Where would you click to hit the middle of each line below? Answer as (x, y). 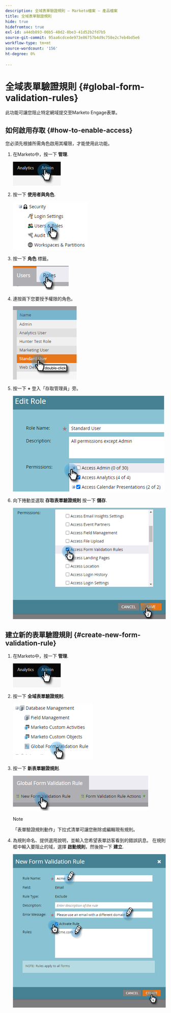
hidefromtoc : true (25, 27)
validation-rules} (42, 98)
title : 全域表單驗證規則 (28, 16)
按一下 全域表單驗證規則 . (38, 696)
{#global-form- (112, 87)
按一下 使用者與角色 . (34, 194)
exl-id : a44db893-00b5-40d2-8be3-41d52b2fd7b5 (55, 32)
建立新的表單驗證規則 (39, 635)
